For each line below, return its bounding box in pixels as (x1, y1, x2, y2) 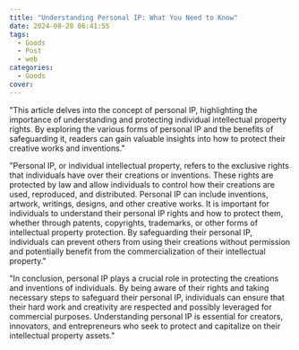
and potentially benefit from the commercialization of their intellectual (9, 246, 266, 257)
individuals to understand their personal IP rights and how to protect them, (9, 207, 284, 218)
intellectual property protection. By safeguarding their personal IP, (9, 226, 253, 238)
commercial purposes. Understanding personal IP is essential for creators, (9, 311, 284, 321)
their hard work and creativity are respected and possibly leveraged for (9, 302, 272, 312)
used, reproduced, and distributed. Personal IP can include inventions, (9, 188, 269, 199)
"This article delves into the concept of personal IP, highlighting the (9, 104, 258, 115)
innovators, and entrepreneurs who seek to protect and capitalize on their (9, 320, 281, 331)
